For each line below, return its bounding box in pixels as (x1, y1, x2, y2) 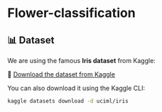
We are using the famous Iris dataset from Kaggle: (7, 57, 156, 65)
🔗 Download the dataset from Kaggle (7, 70, 116, 79)
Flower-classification (7, 5, 136, 21)
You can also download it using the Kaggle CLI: (7, 84, 146, 92)
